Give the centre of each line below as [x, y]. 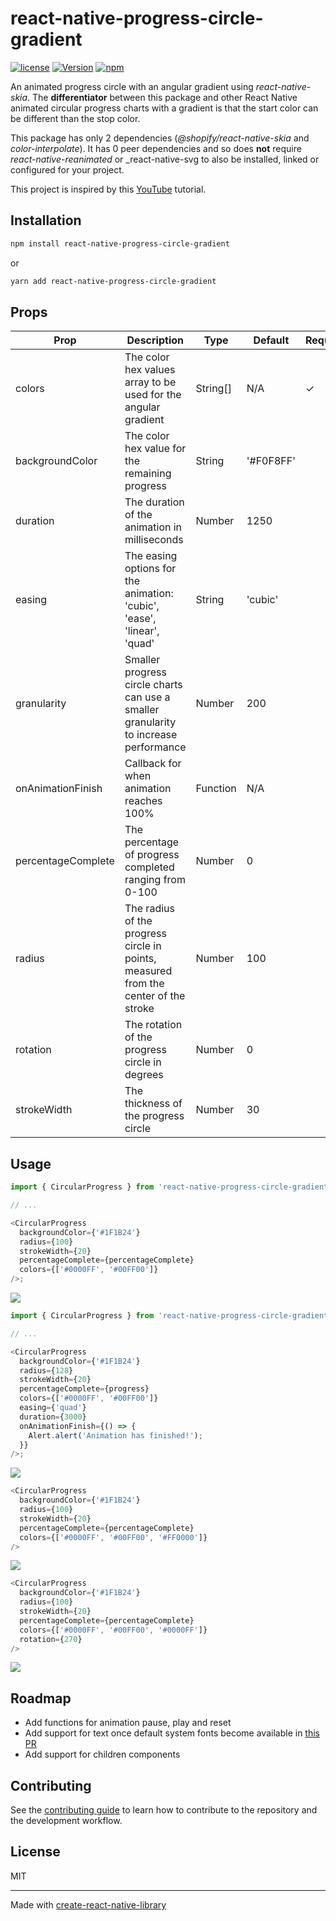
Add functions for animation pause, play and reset [128, 1723]
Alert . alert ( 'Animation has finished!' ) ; [115, 1435]
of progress [152, 855]
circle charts [153, 685]
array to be [150, 382]
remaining [148, 474]
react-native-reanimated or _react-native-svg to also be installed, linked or [165, 159]
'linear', [142, 631]
